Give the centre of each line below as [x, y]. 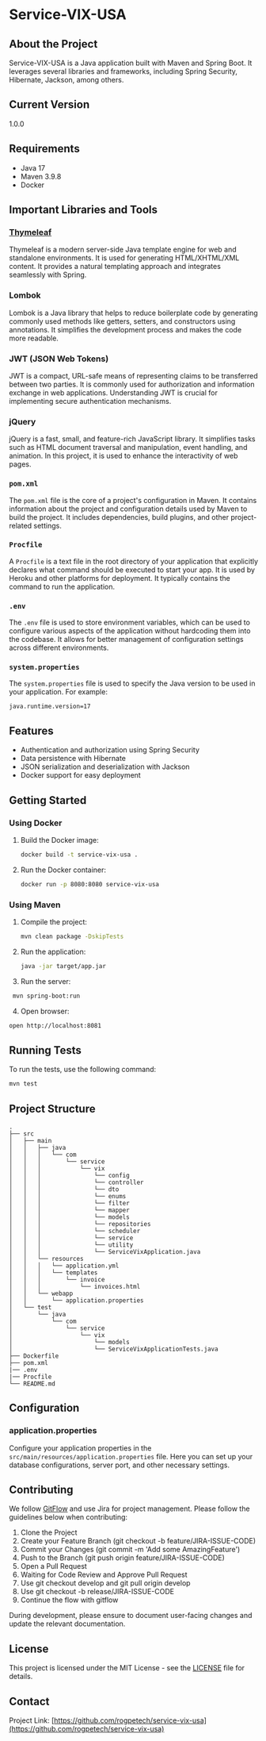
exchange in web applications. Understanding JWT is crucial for [114, 392]
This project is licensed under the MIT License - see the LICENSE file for [127, 1668]
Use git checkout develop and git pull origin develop [105, 1583]
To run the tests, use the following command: [83, 1070]
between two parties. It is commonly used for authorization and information [132, 384]
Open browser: [45, 1011]
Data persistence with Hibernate [73, 759]
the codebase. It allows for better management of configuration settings [126, 640]
